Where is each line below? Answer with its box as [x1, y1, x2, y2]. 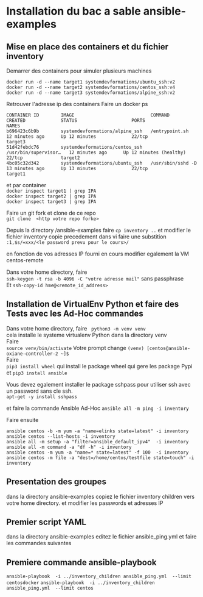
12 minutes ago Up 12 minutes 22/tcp [6, 134, 148, 140]
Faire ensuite [6, 416, 39, 423]
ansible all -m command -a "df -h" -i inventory [6, 444, 132, 450]
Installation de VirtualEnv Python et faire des [6, 299, 179, 309]
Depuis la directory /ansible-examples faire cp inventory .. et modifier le [6, 227, 191, 234]
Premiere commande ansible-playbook [6, 557, 157, 568]
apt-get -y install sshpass [6, 393, 78, 400]
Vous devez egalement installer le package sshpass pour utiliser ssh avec [6, 381, 191, 388]
